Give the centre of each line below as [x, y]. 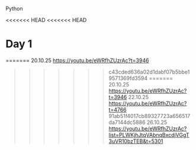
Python [14, 9]
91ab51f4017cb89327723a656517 [150, 116]
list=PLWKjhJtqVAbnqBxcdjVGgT [149, 135]
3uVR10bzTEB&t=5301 [136, 141]
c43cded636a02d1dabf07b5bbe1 [149, 72]
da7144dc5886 [127, 122]
